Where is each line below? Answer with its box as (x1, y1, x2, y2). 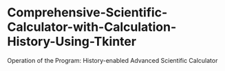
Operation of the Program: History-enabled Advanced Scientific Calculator (7, 56, 218, 64)
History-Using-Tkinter (7, 34, 136, 49)
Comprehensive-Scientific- (7, 5, 168, 20)
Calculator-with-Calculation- (7, 19, 177, 35)
